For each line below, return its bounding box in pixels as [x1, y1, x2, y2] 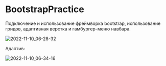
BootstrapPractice [5, 4, 84, 15]
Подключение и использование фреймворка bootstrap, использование [5, 20, 161, 26]
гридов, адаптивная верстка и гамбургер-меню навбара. [5, 25, 131, 31]
